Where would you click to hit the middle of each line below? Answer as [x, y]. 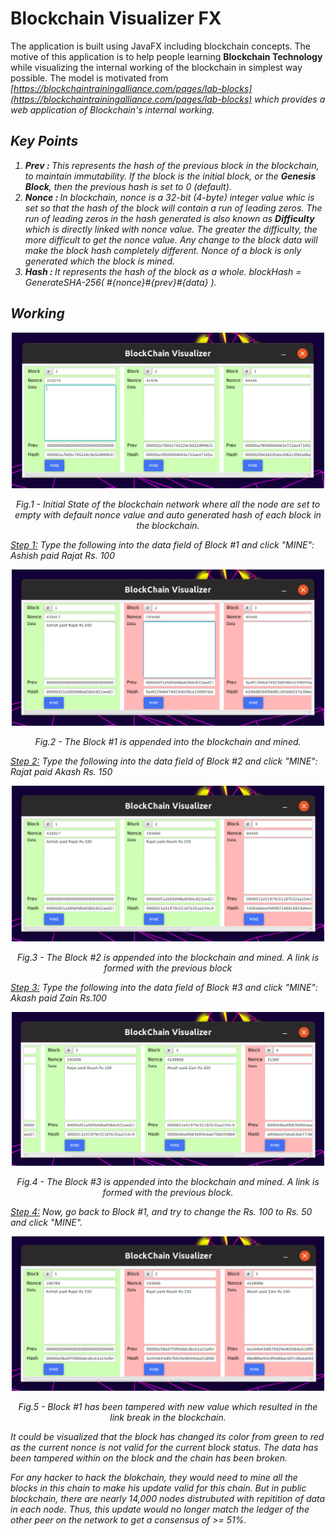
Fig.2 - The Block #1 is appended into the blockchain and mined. [168, 741]
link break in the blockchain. [168, 1418]
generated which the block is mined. [99, 261]
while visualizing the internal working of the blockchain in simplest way [156, 67]
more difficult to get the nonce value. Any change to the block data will [171, 239]
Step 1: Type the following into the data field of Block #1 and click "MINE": [162, 545]
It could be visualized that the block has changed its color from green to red [167, 1437]
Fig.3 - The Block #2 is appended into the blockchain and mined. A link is [168, 957]
